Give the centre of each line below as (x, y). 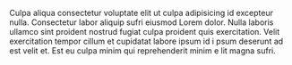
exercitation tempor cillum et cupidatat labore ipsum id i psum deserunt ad (146, 41)
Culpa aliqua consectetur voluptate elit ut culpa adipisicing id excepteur (142, 13)
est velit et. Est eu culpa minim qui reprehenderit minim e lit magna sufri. (142, 51)
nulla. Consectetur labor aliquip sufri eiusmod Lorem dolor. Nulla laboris (142, 22)
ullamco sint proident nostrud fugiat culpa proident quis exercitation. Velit (145, 32)
